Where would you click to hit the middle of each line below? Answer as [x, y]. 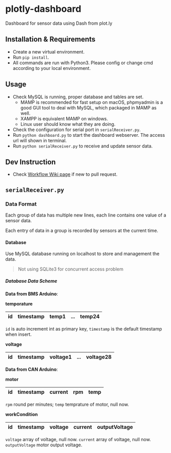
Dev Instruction [31, 162]
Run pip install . [31, 57]
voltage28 [99, 357]
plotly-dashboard [43, 9]
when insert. [18, 334]
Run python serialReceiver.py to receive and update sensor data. [83, 146]
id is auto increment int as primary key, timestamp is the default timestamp [84, 329]
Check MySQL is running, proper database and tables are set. [78, 97]
